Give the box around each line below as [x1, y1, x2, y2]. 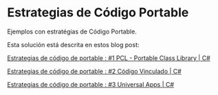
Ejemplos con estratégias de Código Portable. [7, 27, 138, 36]
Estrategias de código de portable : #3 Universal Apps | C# [7, 80, 174, 88]
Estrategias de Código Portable [7, 5, 189, 21]
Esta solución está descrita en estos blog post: [7, 40, 140, 49]
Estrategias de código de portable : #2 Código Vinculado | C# [7, 67, 182, 75]
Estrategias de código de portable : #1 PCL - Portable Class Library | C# [7, 53, 211, 62]
